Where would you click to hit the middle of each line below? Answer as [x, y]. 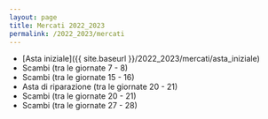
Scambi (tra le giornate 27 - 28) [79, 106]
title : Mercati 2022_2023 [57, 26]
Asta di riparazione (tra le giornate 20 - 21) [100, 87]
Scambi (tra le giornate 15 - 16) [78, 78]
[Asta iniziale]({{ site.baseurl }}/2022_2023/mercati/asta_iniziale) [141, 59]
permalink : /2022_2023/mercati [67, 33]
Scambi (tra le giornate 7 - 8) [75, 68]
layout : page [33, 17]
